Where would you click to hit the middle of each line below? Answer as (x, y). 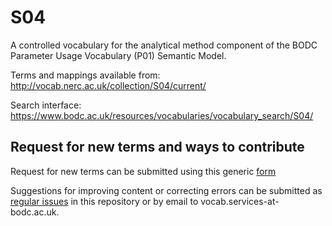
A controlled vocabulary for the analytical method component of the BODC (164, 45)
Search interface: (46, 105)
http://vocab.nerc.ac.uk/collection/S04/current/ (108, 85)
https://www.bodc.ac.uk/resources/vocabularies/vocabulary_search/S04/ (162, 115)
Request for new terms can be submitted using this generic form (143, 171)
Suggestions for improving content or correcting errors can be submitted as (166, 190)
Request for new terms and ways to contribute (157, 147)
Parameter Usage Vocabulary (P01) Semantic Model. (118, 55)
